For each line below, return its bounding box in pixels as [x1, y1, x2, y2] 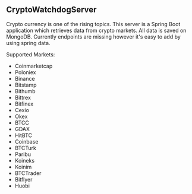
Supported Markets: [6, 50, 55, 58]
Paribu [14, 151, 32, 158]
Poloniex [14, 68, 36, 76]
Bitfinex [14, 100, 34, 107]
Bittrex [14, 94, 32, 101]
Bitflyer [14, 176, 33, 183]
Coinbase [14, 138, 39, 145]
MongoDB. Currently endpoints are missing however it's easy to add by [6, 33, 181, 40]
